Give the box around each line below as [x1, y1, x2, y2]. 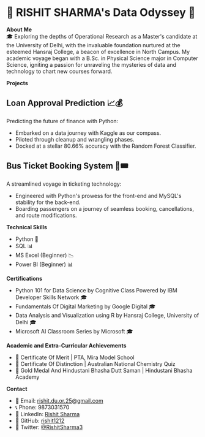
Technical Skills [6, 223, 48, 230]
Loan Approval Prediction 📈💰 [6, 98, 124, 108]
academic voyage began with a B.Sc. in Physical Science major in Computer [6, 55, 199, 62]
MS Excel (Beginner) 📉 [15, 251, 75, 259]
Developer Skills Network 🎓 [15, 294, 88, 301]
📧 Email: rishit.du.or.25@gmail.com [15, 397, 103, 404]
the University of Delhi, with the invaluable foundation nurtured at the [6, 41, 181, 48]
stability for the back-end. [15, 199, 81, 206]
